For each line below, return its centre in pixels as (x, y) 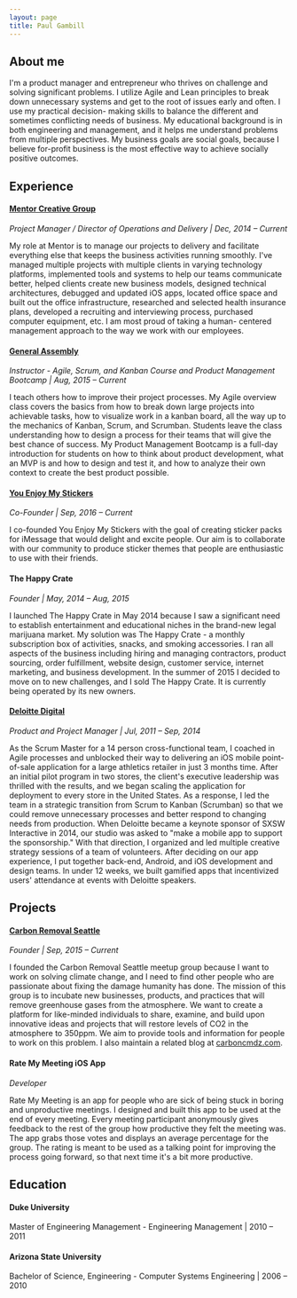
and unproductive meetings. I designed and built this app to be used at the (145, 1109)
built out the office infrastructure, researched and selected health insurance (148, 302)
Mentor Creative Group (52, 208)
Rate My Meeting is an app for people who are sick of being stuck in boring (146, 1100)
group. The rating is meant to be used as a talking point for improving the (143, 1147)
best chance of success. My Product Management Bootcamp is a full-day (144, 444)
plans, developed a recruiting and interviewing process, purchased (131, 311)
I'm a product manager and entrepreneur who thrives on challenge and (139, 83)
